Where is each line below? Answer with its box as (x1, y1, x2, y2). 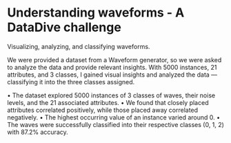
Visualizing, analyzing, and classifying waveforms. (7, 42, 150, 50)
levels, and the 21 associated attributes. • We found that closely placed (7, 98, 209, 106)
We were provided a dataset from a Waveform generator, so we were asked (7, 55, 222, 64)
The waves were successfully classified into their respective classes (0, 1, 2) (7, 120, 224, 128)
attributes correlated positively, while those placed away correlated (7, 106, 199, 114)
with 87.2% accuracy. (7, 128, 69, 136)
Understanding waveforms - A (7, 5, 185, 21)
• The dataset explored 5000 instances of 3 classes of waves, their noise (7, 91, 216, 99)
